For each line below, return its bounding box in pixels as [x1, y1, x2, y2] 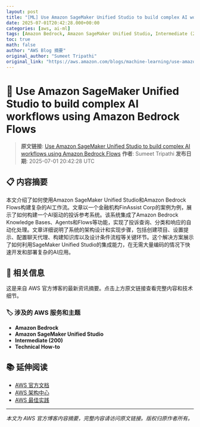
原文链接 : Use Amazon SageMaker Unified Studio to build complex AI [20, 143, 190, 150]
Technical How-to [14, 344, 61, 351]
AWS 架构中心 [14, 389, 49, 397]
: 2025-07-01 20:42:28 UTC [26, 157, 95, 165]
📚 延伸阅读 [6, 362, 48, 372]
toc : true [6, 36, 31, 42]
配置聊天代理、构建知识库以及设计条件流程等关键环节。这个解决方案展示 [16, 234, 194, 241]
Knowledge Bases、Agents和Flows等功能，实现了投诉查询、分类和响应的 [6, 219, 186, 226]
